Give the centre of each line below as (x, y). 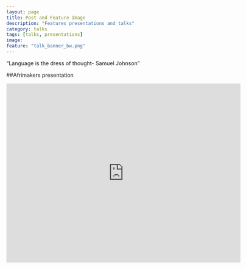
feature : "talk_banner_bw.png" (46, 46)
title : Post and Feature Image (46, 18)
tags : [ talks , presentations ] (45, 35)
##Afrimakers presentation (40, 75)
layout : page (23, 12)
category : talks (27, 29)
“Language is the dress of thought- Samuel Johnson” (73, 63)
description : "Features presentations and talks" (71, 23)
